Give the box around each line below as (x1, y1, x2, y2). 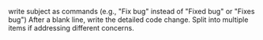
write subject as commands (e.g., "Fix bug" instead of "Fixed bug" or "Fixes (8, 7, 255, 16)
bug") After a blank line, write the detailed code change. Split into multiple (8, 15, 249, 24)
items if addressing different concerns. (8, 24, 134, 32)
